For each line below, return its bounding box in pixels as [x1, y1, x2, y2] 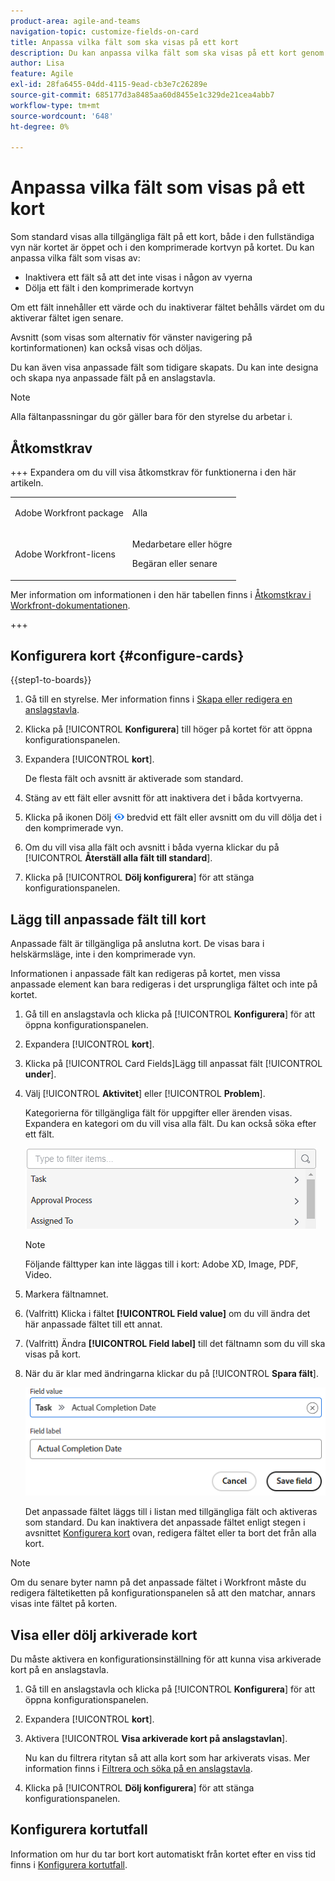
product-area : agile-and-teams [10, 16, 141, 26]
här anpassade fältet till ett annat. [24, 1318, 163, 1330]
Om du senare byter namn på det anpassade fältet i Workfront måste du [10, 1576, 307, 1589]
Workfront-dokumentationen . [10, 599, 131, 611]
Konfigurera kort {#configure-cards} [10, 647, 245, 664]
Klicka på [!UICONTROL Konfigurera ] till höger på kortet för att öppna [24, 723, 313, 735]
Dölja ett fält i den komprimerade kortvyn [24, 282, 195, 294]
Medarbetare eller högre [131, 538, 233, 550]
